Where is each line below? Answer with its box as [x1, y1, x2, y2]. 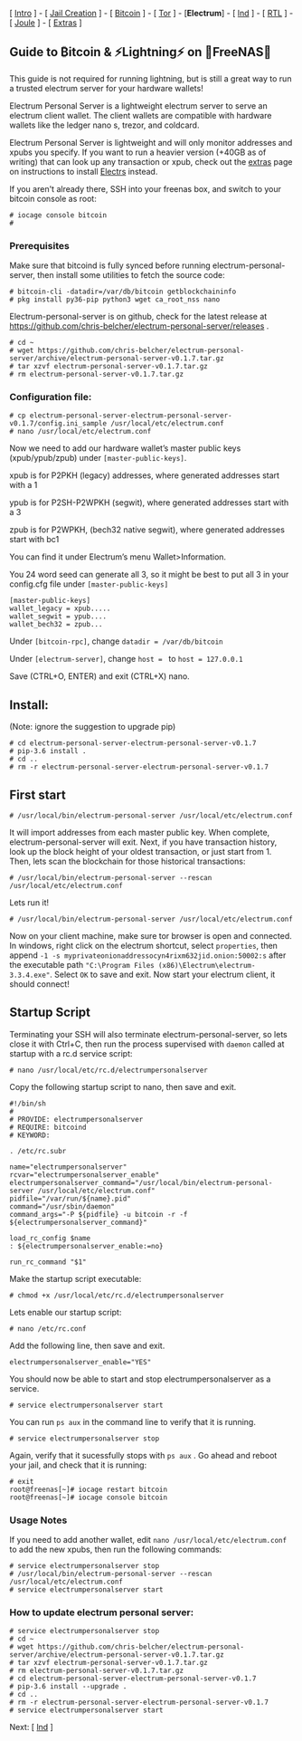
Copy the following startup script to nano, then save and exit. [9, 1081, 237, 1092]
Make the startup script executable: [9, 1273, 142, 1284]
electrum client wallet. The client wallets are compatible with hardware [9, 110, 272, 120]
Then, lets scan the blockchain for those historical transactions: [9, 856, 246, 867]
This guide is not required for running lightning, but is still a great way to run [9, 72, 292, 84]
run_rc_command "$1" [9, 1258, 88, 1267]
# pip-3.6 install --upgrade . [9, 1682, 127, 1691]
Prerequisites [9, 239, 70, 252]
